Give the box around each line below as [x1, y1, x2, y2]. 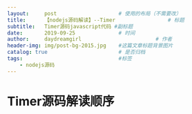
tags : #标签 [7, 55, 133, 62]
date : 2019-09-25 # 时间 [7, 29, 135, 37]
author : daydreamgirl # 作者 [7, 36, 173, 43]
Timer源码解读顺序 [7, 93, 115, 109]
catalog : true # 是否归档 [7, 49, 146, 56]
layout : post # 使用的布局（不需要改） [7, 10, 182, 17]
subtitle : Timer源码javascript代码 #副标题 [7, 23, 133, 30]
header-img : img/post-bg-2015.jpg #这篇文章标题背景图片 [7, 42, 173, 49]
